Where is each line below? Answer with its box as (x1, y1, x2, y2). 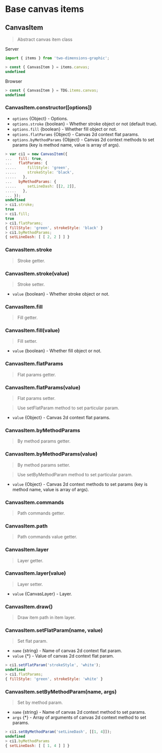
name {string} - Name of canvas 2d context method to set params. (12, 709, 146, 715)
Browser (5, 78, 22, 84)
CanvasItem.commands (5, 499, 64, 506)
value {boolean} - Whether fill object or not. (12, 348, 102, 354)
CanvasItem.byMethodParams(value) (5, 451, 98, 457)
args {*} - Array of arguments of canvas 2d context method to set (12, 714, 147, 721)
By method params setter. (17, 462, 70, 468)
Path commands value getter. (17, 534, 78, 540)
